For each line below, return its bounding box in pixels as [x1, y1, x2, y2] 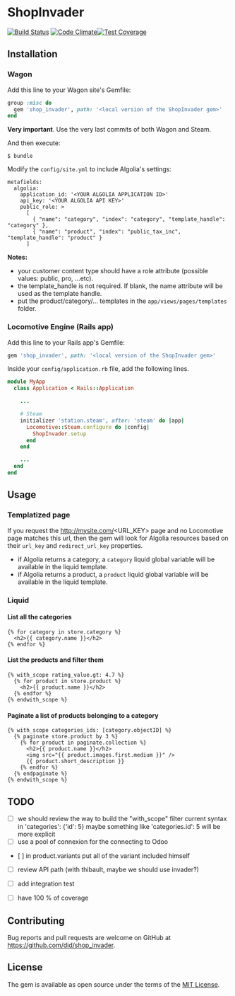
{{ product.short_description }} [25, 758, 125, 765]
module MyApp [7, 378, 46, 386]
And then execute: [7, 139, 61, 147]
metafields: [7, 178, 42, 186]
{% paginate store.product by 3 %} [13, 733, 119, 740]
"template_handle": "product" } [7, 234, 102, 241]
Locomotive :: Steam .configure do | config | [25, 423, 150, 430]
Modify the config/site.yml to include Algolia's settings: [7, 165, 171, 173]
